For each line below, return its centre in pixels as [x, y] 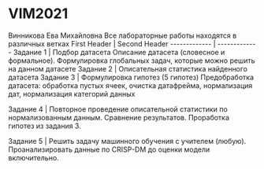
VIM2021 [38, 14]
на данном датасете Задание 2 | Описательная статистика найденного [128, 68]
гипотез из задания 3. [45, 126]
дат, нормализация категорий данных [72, 94]
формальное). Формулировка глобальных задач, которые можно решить [132, 61]
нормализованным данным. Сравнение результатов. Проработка [119, 117]
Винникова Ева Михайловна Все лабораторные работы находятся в [123, 35]
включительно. [33, 157]
